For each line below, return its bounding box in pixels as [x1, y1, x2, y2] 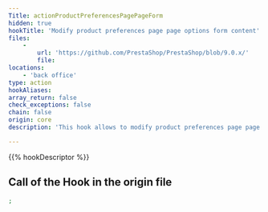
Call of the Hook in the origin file [8, 175, 173, 189]
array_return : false [8, 94, 78, 102]
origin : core [8, 116, 52, 124]
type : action [8, 78, 52, 86]
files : [8, 34, 30, 42]
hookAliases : [8, 86, 52, 94]
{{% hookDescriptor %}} [8, 152, 90, 162]
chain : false [8, 109, 52, 117]
